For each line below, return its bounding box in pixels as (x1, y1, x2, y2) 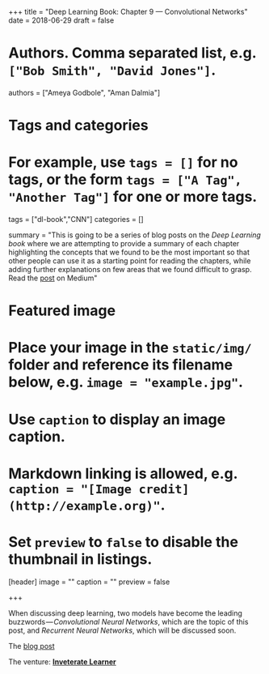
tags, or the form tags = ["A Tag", (8, 170, 242, 189)
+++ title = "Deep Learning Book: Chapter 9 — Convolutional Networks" (8, 7, 248, 16)
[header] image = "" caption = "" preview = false (8, 577, 170, 587)
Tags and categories (8, 117, 149, 134)
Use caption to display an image (8, 410, 226, 429)
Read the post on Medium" (8, 273, 98, 283)
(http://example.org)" (8, 498, 161, 514)
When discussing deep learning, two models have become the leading (8, 608, 242, 618)
